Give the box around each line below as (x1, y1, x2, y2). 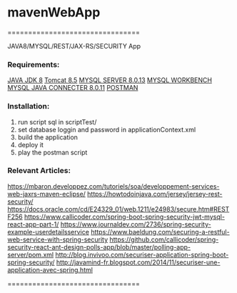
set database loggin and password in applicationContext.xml (17, 125, 196, 134)
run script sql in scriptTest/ (17, 117, 97, 126)
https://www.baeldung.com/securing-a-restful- (90, 227, 230, 236)
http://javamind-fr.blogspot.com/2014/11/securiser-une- (56, 258, 221, 267)
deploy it (17, 140, 44, 149)
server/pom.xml (7, 250, 54, 259)
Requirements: (7, 59, 60, 69)
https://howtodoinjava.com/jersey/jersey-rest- (86, 189, 223, 198)
